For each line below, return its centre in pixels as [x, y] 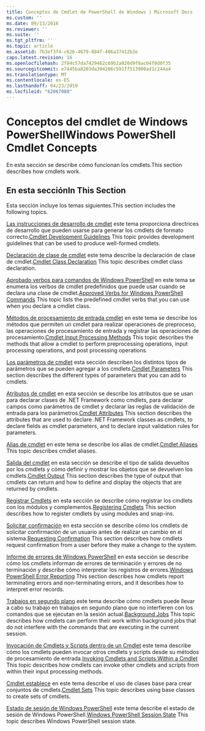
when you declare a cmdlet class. [49, 306]
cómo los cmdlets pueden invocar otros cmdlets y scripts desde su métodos [103, 651]
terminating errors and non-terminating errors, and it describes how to [95, 582]
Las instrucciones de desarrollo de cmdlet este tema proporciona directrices [102, 223]
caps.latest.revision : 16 [39, 58]
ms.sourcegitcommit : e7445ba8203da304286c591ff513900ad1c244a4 [89, 69]
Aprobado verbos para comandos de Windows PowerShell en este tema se [101, 280]
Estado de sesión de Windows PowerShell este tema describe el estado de [100, 708]
